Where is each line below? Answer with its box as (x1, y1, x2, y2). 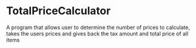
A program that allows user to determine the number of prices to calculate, (6, 24, 190, 31)
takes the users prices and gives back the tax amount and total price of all (6, 30, 189, 37)
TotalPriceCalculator (6, 4, 111, 18)
